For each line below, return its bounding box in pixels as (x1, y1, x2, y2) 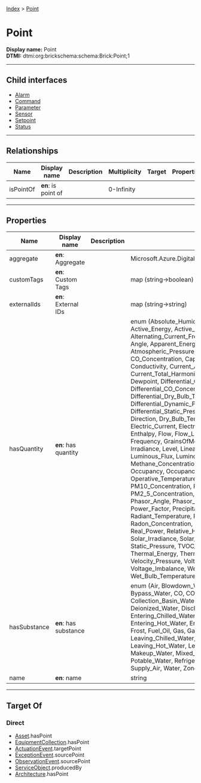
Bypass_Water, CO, (130, 589, 185, 598)
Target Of (6, 700, 42, 711)
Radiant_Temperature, (130, 512, 193, 521)
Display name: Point (6, 46, 57, 53)
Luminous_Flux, (130, 452, 175, 461)
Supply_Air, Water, (130, 664, 182, 673)
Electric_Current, (130, 422, 178, 431)
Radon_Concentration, (130, 519, 193, 528)
